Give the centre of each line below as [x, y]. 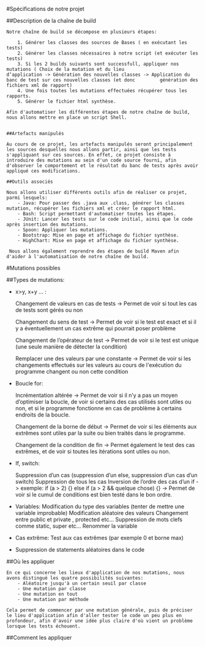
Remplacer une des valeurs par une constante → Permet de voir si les [103, 358]
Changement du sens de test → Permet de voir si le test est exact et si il [106, 322]
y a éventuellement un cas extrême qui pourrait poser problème [95, 328]
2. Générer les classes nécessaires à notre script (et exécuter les [108, 53]
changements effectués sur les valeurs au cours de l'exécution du [98, 365]
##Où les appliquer [31, 561]
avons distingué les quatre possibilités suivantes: [75, 578]
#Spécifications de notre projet [45, 9]
